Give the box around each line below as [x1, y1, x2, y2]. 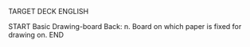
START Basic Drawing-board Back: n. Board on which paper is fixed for [8, 22, 242, 31]
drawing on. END [8, 31, 64, 39]
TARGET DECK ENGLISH [8, 7, 89, 16]
